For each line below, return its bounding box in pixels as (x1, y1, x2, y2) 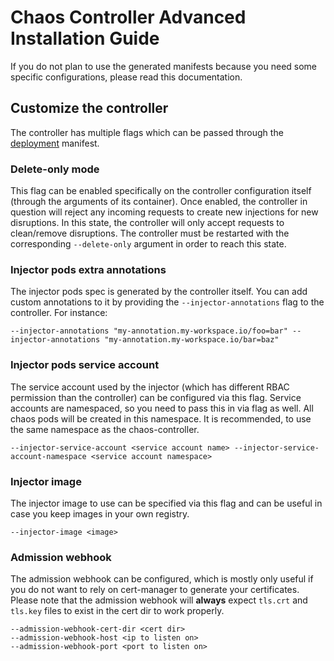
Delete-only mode (10, 162, 100, 176)
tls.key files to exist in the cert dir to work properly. (10, 605, 225, 617)
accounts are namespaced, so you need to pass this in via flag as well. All (10, 402, 314, 414)
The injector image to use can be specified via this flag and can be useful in (10, 497, 323, 509)
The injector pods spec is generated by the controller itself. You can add (10, 286, 308, 298)
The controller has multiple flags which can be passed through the (10, 126, 284, 138)
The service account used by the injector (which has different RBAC (10, 381, 290, 393)
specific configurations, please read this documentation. (10, 71, 243, 83)
